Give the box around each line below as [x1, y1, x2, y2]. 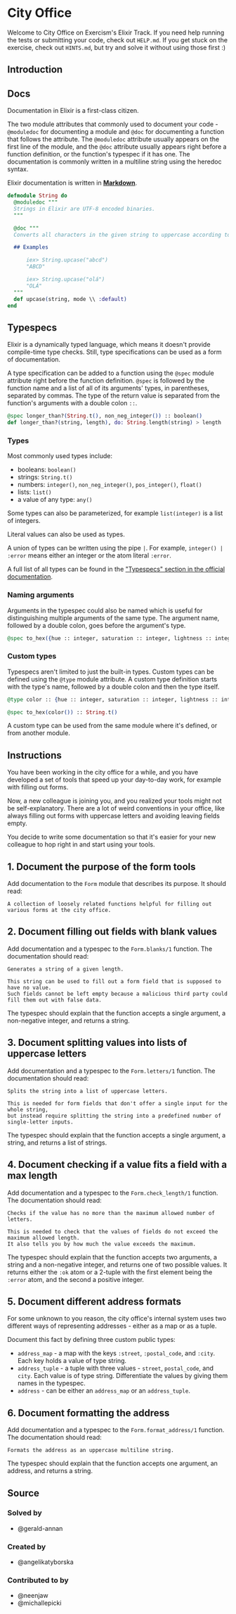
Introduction [7, 63, 63, 75]
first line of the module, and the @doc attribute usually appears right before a [7, 142, 227, 151]
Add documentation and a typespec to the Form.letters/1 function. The [7, 1066, 216, 1075]
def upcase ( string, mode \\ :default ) [13, 295, 128, 302]
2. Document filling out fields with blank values [7, 925, 218, 938]
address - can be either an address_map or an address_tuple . [17, 1386, 191, 1395]
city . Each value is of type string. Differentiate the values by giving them [17, 1372, 228, 1380]
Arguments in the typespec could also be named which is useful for [7, 606, 203, 615]
